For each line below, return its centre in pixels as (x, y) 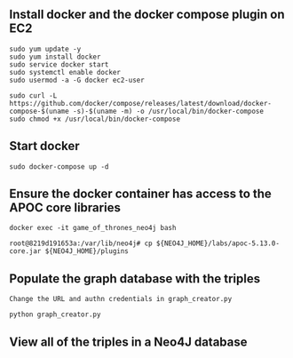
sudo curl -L (33, 95)
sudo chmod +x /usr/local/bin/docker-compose (95, 119)
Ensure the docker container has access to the (141, 194)
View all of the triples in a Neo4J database (128, 342)
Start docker (44, 146)
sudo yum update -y (45, 49)
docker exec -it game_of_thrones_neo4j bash (93, 228)
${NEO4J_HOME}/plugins (87, 251)
